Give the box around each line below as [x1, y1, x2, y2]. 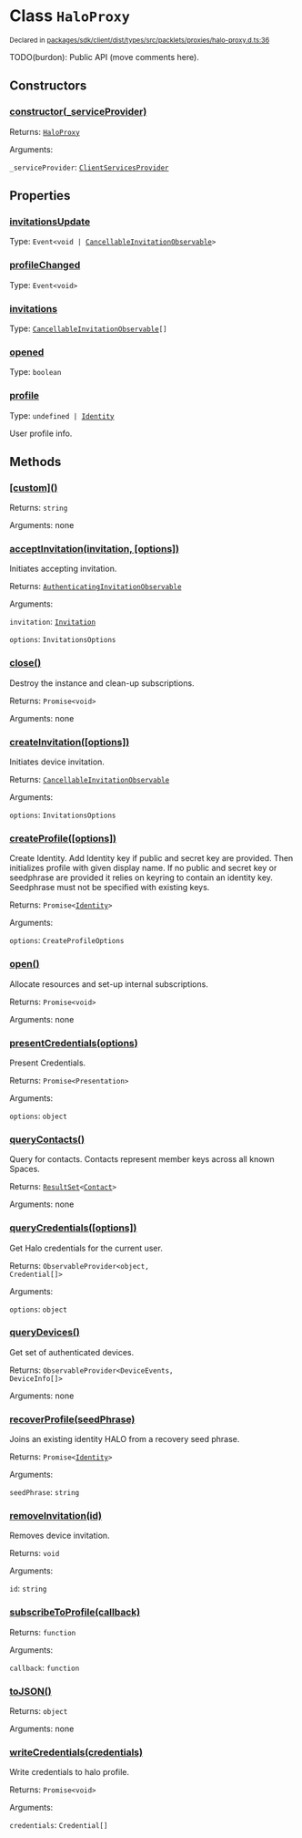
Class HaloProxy [9, 5, 130, 26]
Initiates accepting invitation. [9, 563, 117, 575]
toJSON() [9, 1685, 52, 1698]
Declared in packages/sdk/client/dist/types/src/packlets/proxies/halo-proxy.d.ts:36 [9, 36, 270, 45]
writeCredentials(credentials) [9, 1746, 144, 1759]
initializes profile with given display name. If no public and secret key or [9, 863, 277, 874]
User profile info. [9, 428, 73, 439]
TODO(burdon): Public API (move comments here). [9, 51, 200, 62]
